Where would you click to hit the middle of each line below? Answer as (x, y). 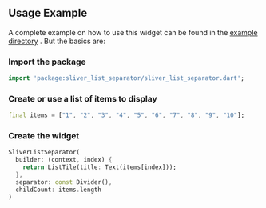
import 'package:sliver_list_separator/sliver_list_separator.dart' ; (127, 78)
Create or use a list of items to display (83, 98)
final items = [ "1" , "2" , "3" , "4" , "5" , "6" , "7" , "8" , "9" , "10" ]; (127, 115)
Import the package (47, 62)
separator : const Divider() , (64, 182)
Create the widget (44, 136)
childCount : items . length (59, 190)
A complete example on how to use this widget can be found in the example (133, 32)
